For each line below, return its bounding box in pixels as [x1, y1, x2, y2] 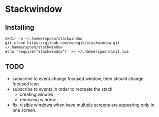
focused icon [12, 80, 39, 87]
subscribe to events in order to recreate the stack [12, 86, 113, 92]
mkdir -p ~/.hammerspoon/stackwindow [5, 36, 83, 41]
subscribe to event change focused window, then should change [12, 76, 144, 81]
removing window [19, 96, 56, 102]
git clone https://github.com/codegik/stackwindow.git [5, 40, 120, 45]
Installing [5, 23, 34, 32]
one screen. [12, 107, 37, 113]
